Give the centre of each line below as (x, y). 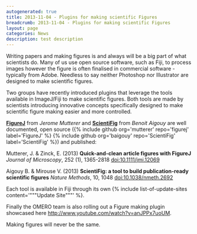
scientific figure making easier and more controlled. (69, 111)
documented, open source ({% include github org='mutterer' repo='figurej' (98, 129)
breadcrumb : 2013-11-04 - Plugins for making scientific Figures (88, 23)
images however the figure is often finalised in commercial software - (91, 68)
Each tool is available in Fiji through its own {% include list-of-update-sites (97, 189)
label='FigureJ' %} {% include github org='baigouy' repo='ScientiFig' (91, 136)
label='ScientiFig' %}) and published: (51, 142)
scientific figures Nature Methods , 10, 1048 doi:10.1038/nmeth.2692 (90, 177)
